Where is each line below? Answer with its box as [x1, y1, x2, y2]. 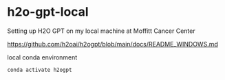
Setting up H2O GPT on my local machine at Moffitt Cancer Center [7, 27, 195, 35]
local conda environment [7, 53, 78, 62]
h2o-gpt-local [7, 4, 89, 20]
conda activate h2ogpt [7, 66, 72, 73]
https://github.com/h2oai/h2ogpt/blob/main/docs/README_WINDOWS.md [7, 40, 218, 48]
